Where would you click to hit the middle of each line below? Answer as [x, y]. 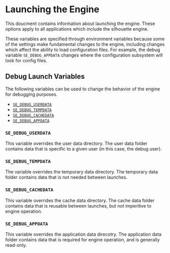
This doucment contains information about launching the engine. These [80, 23]
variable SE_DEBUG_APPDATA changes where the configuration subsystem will [84, 55]
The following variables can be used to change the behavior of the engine [83, 89]
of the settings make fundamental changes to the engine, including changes [85, 44]
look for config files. [26, 60]
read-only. [16, 245]
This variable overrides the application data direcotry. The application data [83, 234]
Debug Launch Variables [45, 77]
